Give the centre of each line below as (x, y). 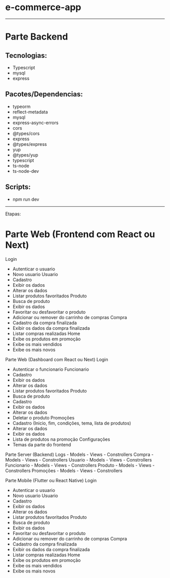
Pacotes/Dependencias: (44, 94)
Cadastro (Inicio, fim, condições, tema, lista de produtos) (72, 423)
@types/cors (26, 133)
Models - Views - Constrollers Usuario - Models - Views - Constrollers (79, 459)
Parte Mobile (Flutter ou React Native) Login (51, 480)
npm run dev (26, 199)
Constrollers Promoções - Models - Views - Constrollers (64, 471)
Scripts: (18, 187)
